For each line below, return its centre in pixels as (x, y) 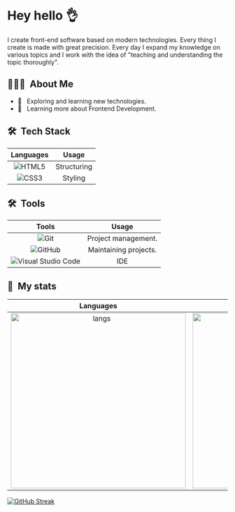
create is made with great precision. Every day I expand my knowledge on (114, 47)
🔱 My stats (32, 286)
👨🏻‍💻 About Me (40, 84)
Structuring (74, 166)
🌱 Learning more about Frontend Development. (87, 109)
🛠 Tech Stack (39, 131)
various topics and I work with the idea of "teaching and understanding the (115, 55)
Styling (74, 178)
